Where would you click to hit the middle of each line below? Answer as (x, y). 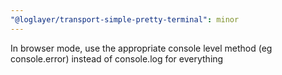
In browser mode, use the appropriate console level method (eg (141, 48)
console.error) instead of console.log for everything (117, 58)
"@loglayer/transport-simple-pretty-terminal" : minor (125, 19)
